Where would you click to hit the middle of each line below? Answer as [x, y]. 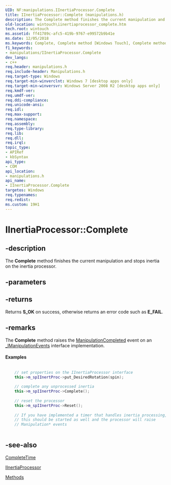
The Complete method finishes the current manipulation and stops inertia [82, 261]
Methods [15, 477]
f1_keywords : [19, 48]
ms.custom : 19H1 [22, 205]
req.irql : [16, 143]
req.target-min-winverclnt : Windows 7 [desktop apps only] [69, 81]
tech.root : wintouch [27, 29]
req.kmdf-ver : [20, 91]
